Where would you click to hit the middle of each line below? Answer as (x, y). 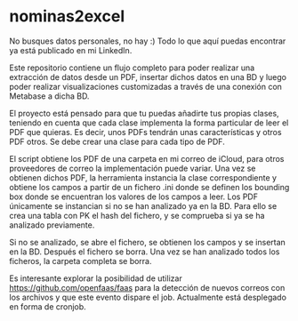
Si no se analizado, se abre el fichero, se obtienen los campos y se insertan (148, 242)
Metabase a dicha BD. (49, 96)
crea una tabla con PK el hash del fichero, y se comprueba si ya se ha (137, 215)
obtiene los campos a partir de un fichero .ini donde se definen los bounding (149, 187)
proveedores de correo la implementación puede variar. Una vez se (133, 168)
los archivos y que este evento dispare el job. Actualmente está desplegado (148, 297)
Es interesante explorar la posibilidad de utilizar (96, 278)
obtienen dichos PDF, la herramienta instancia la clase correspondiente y (143, 177)
